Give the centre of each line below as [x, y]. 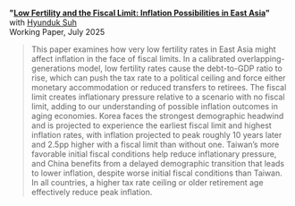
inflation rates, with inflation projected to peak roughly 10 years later [156, 135]
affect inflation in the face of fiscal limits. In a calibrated [133, 59]
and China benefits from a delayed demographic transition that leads [157, 163]
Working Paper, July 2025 [57, 32]
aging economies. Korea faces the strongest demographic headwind [157, 116]
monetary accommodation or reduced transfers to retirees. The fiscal [159, 87]
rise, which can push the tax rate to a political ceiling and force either [158, 78]
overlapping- [261, 59]
